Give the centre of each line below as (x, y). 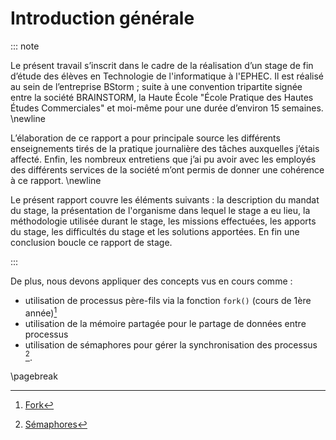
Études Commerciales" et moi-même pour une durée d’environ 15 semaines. (167, 108)
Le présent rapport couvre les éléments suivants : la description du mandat (165, 199)
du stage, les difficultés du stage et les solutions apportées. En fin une (155, 231)
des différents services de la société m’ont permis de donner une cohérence (167, 169)
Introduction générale (102, 18)
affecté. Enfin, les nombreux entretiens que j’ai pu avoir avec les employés (163, 159)
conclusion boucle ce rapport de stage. (91, 242)
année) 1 (41, 312)
